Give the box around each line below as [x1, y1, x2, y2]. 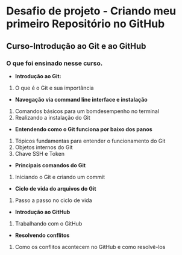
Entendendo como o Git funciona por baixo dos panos [14, 125, 152, 133]
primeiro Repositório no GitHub [6, 17, 165, 31]
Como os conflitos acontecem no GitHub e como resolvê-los [14, 243, 166, 250]
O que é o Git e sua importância [14, 84, 94, 91]
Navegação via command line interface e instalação [14, 96, 148, 103]
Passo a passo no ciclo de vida [14, 197, 92, 204]
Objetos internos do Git [14, 143, 73, 151]
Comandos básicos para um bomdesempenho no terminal [14, 107, 160, 115]
